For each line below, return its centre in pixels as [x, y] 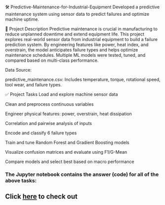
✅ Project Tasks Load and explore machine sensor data [62, 94]
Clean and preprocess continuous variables [49, 104]
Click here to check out [41, 197]
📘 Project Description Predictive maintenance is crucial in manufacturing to [82, 29]
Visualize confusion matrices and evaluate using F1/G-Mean [66, 152]
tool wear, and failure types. [33, 85]
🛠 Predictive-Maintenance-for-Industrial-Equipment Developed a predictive [82, 7]
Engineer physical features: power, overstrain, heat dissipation [69, 114]
